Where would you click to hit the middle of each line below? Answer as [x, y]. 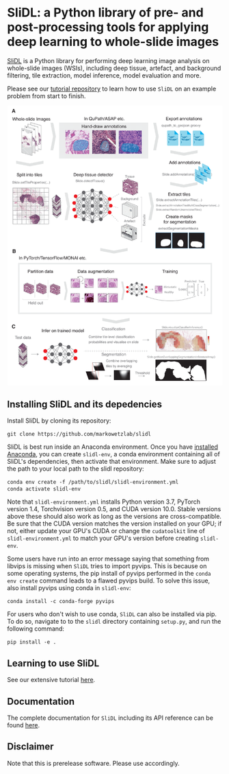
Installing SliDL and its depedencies [85, 404]
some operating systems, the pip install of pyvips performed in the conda [109, 574]
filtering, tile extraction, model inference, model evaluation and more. [104, 75]
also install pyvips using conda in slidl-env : [69, 588]
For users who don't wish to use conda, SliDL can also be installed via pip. [112, 614]
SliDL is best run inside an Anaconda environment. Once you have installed [113, 447]
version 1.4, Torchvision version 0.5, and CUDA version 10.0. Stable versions [114, 509]
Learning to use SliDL [53, 663]
